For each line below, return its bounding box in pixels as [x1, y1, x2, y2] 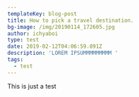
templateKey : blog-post [7, 10, 78, 18]
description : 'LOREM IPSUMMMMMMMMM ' [7, 50, 119, 57]
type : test [7, 37, 40, 44]
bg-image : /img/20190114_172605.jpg [7, 23, 115, 30]
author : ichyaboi [7, 30, 59, 37]
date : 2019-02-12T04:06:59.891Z [7, 43, 102, 50]
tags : [7, 56, 23, 63]
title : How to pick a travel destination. [7, 17, 134, 24]
